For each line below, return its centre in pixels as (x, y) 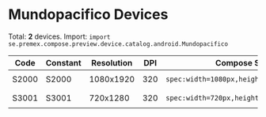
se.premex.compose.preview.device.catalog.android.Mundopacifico (118, 44)
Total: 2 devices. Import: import (59, 36)
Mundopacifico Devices (88, 15)
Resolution (112, 62)
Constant (63, 62)
